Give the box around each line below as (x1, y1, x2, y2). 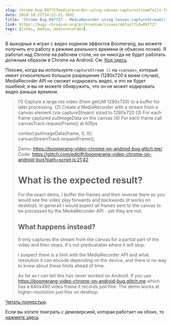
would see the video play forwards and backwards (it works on (17, 197, 151, 203)
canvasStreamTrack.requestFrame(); (17, 136, 96, 142)
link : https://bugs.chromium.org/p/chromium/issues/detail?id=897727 (5, 22, 157, 27)
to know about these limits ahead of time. (17, 262, 105, 269)
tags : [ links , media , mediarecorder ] (5, 27, 86, 32)
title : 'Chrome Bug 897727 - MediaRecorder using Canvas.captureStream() (5, 17, 166, 22)
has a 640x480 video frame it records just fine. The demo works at (17, 283, 160, 290)
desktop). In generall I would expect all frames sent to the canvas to (17, 202, 161, 209)
